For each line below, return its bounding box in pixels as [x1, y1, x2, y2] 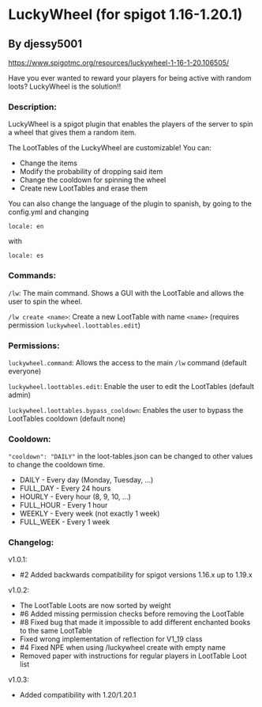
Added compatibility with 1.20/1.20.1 [19, 690, 137, 700]
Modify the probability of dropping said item [19, 167, 163, 176]
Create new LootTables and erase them [19, 183, 148, 193]
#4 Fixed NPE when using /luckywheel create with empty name [19, 643, 226, 652]
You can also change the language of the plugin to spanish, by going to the [8, 199, 253, 209]
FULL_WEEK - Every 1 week [19, 517, 110, 527]
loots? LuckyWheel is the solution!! [8, 81, 122, 91]
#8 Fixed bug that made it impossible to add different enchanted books [19, 618, 251, 627]
